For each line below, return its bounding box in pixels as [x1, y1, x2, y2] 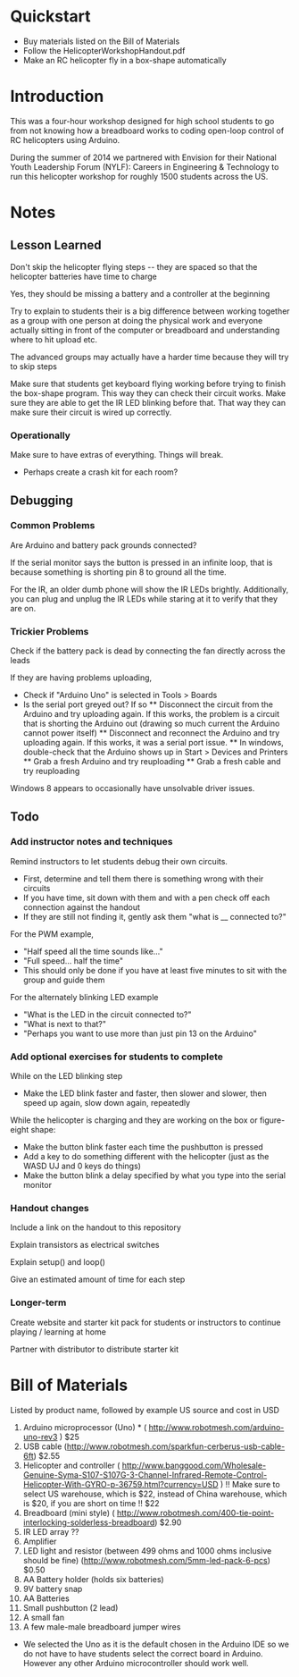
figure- [259, 1115, 286, 1125]
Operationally [10, 429, 71, 442]
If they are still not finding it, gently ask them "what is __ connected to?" [22, 911, 287, 922]
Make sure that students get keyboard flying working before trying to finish [10, 378, 287, 389]
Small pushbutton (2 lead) [22, 1602, 119, 1613]
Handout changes [10, 1202, 90, 1215]
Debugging [10, 493, 74, 508]
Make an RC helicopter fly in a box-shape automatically [22, 55, 227, 65]
